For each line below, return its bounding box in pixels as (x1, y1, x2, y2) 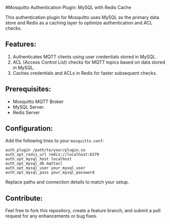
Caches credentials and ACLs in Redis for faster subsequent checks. (12, 70, 157, 76)
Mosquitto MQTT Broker (12, 98, 64, 105)
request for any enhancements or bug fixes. (5, 213, 98, 219)
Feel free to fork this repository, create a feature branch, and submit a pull (5, 208, 161, 214)
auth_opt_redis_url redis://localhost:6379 (5, 152, 100, 157)
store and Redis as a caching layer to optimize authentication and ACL (5, 20, 153, 26)
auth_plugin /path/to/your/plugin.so (5, 148, 86, 153)
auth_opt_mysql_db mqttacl (5, 161, 63, 166)
